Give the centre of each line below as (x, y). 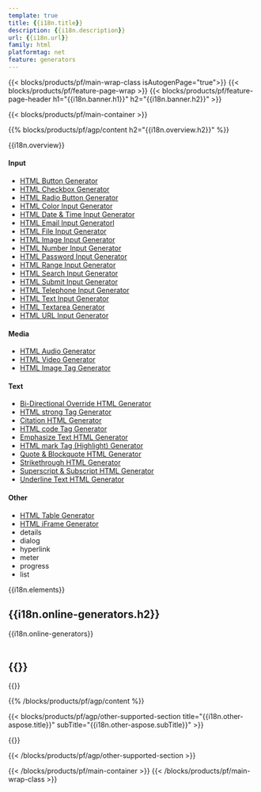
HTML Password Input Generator (74, 257)
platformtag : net (37, 52)
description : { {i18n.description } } (67, 30)
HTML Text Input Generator (64, 299)
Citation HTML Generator (61, 421)
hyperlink (35, 549)
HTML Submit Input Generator (69, 282)
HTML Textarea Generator (62, 307)
